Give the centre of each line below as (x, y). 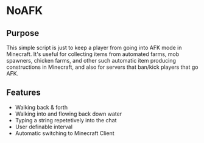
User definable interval (44, 127)
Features (23, 93)
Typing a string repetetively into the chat (66, 120)
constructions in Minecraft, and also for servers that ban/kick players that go (102, 67)
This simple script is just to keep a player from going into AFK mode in (94, 47)
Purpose (23, 33)
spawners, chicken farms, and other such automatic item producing (91, 61)
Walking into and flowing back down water (69, 114)
